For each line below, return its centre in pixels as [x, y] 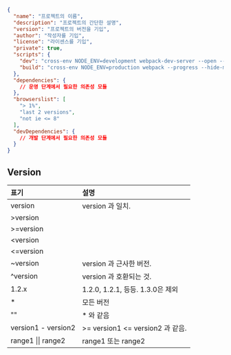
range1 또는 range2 [114, 341]
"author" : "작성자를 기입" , [49, 35]
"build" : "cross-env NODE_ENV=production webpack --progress [109, 67]
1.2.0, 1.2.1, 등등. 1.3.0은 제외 [130, 289]
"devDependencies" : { [44, 131]
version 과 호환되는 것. [117, 277]
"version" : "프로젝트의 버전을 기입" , [62, 29]
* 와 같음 [96, 315]
